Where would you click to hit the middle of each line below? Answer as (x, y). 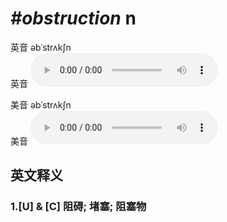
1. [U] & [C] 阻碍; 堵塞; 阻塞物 (78, 207)
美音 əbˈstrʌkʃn (41, 104)
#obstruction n (73, 18)
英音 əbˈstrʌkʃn (41, 47)
